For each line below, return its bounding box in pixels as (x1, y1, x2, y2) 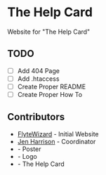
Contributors (7, 111, 65, 123)
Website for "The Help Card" (7, 27, 91, 36)
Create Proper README (17, 82, 86, 91)
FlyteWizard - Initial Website (17, 129, 99, 138)
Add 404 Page (17, 66, 60, 74)
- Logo (17, 152, 37, 160)
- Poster (17, 145, 41, 153)
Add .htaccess (17, 74, 60, 83)
